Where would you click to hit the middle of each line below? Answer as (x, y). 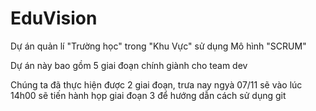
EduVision (54, 18)
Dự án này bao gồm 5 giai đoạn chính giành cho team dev (129, 65)
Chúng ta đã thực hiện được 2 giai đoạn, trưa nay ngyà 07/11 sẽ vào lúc (156, 84)
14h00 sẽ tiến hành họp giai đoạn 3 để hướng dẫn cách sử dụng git (148, 95)
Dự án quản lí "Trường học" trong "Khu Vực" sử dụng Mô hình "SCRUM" (158, 46)
